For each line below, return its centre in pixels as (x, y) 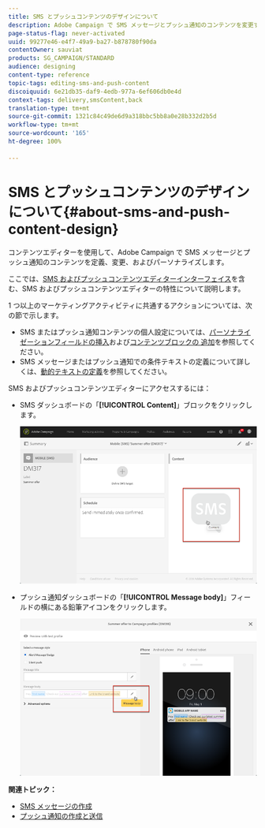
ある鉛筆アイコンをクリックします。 (112, 606)
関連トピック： (32, 789)
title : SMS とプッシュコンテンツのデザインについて (84, 17)
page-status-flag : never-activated (67, 33)
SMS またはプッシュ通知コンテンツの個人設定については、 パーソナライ (135, 332)
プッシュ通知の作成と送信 (61, 815)
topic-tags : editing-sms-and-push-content (79, 83)
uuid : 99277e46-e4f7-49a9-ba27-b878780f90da (82, 42)
